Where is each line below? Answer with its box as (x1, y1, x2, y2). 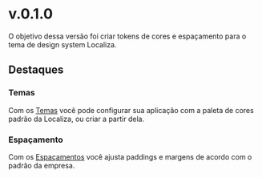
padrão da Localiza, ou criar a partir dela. (8, 114, 145, 123)
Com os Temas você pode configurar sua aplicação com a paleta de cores (8, 105, 254, 115)
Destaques (8, 63, 64, 77)
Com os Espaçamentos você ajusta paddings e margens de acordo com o (8, 152, 252, 161)
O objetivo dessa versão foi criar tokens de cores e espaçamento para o (8, 31, 247, 41)
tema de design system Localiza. (8, 39, 117, 49)
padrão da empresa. (8, 160, 75, 170)
